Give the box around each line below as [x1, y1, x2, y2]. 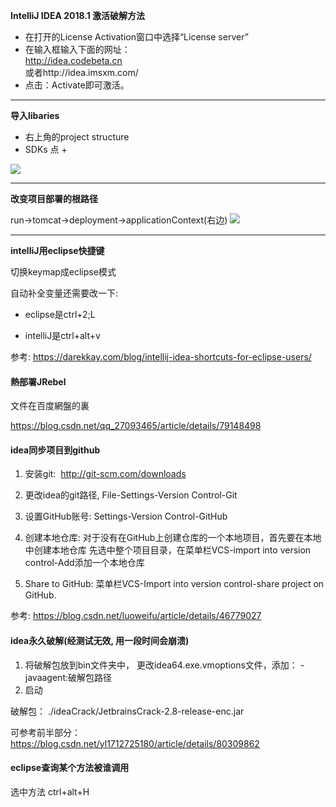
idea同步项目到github [10, 444, 101, 456]
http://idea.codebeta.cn [24, 55, 123, 66]
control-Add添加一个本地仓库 [24, 557, 145, 569]
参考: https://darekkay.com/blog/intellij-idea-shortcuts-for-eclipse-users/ [10, 351, 312, 363]
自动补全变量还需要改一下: [10, 287, 119, 299]
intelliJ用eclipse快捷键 [10, 245, 105, 256]
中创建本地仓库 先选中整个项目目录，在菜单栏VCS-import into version [24, 544, 312, 556]
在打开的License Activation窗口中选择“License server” [24, 31, 249, 43]
